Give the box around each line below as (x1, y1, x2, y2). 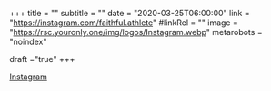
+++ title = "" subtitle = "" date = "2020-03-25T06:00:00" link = (9, 8, 250, 18)
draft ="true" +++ (9, 54, 75, 64)
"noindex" (9, 36, 47, 47)
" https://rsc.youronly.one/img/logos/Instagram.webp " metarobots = (9, 27, 263, 37)
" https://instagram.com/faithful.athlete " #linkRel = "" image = (9, 17, 238, 28)
